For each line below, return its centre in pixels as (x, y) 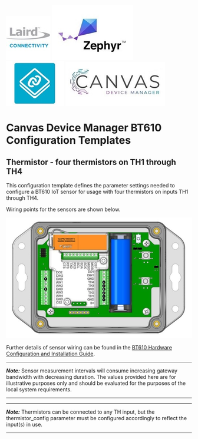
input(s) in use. (24, 424)
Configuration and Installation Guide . (51, 354)
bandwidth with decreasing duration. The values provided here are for (91, 377)
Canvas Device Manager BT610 (84, 128)
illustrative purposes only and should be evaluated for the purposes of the (96, 383)
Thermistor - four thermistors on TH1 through (91, 162)
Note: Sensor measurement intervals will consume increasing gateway (92, 371)
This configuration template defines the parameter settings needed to (91, 185)
